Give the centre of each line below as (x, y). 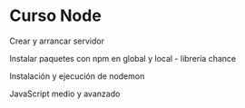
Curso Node (55, 16)
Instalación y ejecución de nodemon (77, 76)
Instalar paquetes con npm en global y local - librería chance (123, 58)
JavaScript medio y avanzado (65, 93)
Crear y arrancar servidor (57, 41)
